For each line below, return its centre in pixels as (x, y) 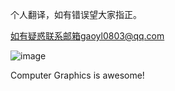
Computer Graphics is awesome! (77, 75)
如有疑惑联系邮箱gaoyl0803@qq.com (87, 36)
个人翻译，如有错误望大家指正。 (76, 14)
